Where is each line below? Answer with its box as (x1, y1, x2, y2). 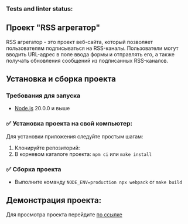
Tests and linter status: (6, 5, 73, 13)
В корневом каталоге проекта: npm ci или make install (14, 150, 152, 157)
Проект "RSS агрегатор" (6, 23, 101, 33)
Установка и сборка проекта (6, 74, 116, 84)
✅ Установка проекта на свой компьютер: (6, 120, 133, 128)
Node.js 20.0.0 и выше (14, 105, 70, 112)
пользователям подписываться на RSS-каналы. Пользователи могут (6, 45, 179, 52)
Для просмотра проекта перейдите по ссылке (6, 211, 123, 218)
